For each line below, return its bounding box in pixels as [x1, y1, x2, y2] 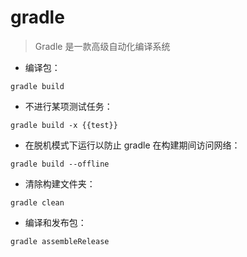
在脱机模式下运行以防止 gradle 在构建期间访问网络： [24, 139, 241, 151]
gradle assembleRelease [10, 236, 110, 246]
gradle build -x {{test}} [10, 120, 118, 130]
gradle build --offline [10, 159, 110, 169]
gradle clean [10, 197, 65, 208]
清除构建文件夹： [24, 177, 96, 190]
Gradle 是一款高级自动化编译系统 [34, 40, 171, 52]
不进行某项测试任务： [24, 100, 113, 112]
